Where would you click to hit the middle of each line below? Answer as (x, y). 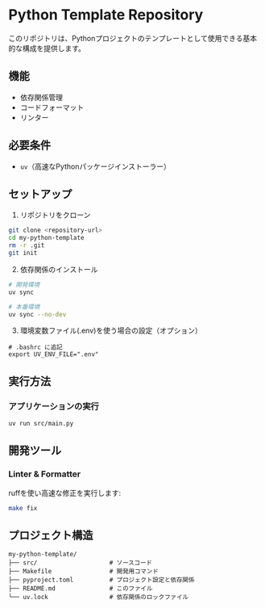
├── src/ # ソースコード (81, 563)
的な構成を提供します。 (47, 48)
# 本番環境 (24, 307)
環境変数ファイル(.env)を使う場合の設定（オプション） (111, 331)
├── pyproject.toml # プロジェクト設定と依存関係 (101, 580)
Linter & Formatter (45, 474)
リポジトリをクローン (55, 215)
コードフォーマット (52, 107)
